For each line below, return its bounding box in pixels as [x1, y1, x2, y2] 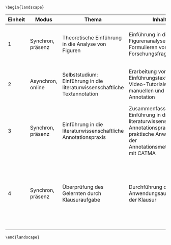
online [30, 84, 45, 91]
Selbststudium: [62, 71, 98, 78]
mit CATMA [129, 150, 156, 157]
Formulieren [129, 44, 158, 51]
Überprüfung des [62, 184, 104, 190]
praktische [129, 131, 154, 137]
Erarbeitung [129, 68, 157, 75]
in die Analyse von [62, 41, 106, 47]
